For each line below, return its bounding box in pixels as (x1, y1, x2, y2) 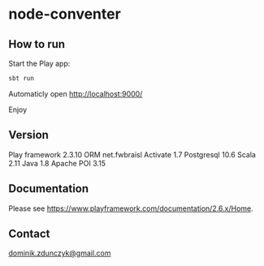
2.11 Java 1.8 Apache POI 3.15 (8, 158, 106, 168)
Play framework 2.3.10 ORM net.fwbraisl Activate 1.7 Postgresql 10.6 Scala (8, 149, 256, 159)
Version (8, 128, 49, 142)
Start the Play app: (8, 58, 71, 68)
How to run (8, 37, 66, 51)
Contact (8, 226, 50, 240)
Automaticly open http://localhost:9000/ (8, 88, 143, 98)
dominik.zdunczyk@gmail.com (8, 248, 111, 258)
